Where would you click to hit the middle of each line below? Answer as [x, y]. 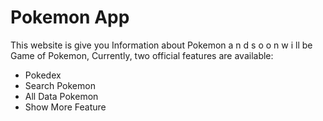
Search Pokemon [60, 85]
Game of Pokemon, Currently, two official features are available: [142, 55]
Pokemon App [70, 17]
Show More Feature [65, 107]
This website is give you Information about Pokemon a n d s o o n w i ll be [161, 45]
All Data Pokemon [61, 96]
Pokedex [43, 75]
